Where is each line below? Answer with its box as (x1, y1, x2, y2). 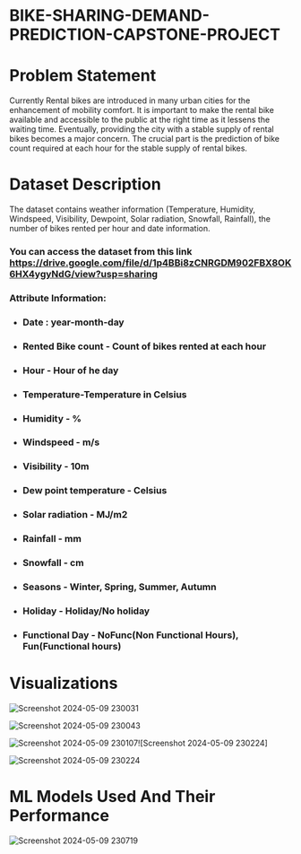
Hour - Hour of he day (21, 364, 119, 377)
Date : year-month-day (21, 316, 125, 328)
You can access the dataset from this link (9, 245, 193, 257)
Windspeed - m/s (21, 436, 100, 449)
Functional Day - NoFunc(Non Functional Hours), (21, 629, 239, 641)
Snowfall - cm (21, 557, 84, 570)
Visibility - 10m (21, 460, 90, 473)
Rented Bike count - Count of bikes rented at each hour (21, 340, 267, 353)
